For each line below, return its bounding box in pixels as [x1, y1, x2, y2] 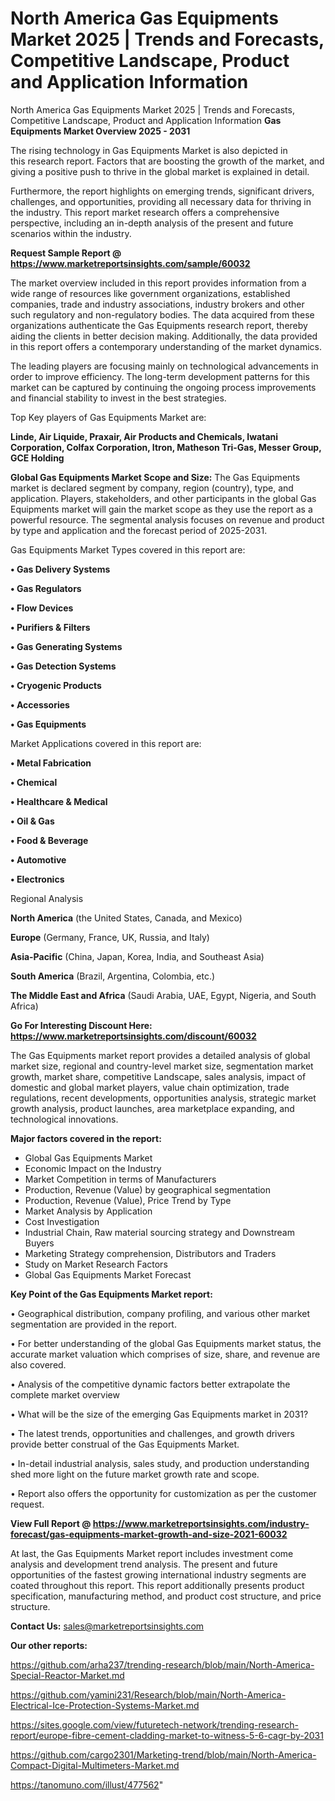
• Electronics [10, 873, 65, 885]
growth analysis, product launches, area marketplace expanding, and [10, 1102, 295, 1114]
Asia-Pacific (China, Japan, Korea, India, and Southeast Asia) [10, 950, 265, 962]
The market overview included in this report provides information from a [10, 277, 307, 289]
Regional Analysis [10, 892, 84, 904]
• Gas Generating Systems [10, 640, 123, 652]
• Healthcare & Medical [10, 795, 108, 807]
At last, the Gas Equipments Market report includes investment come [10, 1547, 294, 1559]
